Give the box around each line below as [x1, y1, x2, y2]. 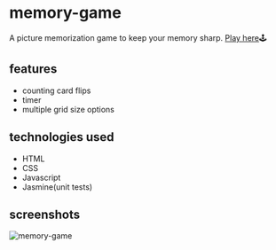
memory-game [9, 3, 122, 23]
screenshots [9, 207, 81, 222]
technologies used [9, 129, 114, 145]
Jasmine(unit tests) [21, 181, 93, 192]
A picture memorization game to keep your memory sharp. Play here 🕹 [9, 32, 268, 43]
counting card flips [21, 85, 91, 96]
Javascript [21, 172, 61, 183]
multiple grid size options [21, 104, 115, 114]
